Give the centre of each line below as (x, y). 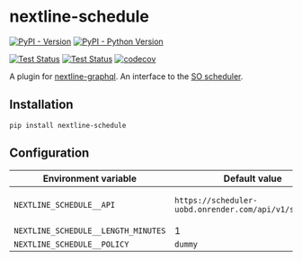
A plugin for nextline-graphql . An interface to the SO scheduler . (126, 76)
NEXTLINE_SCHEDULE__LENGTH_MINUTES (90, 230)
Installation (41, 105)
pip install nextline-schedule (68, 125)
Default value (253, 178)
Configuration (49, 153)
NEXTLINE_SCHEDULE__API (65, 205)
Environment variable (90, 178)
